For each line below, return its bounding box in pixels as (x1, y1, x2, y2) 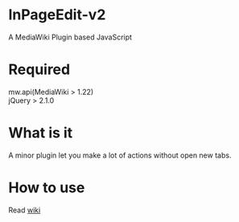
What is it (8, 124, 73, 142)
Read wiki (8, 205, 41, 215)
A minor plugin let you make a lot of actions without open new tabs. (8, 150, 232, 160)
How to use (8, 179, 85, 196)
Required (8, 60, 71, 79)
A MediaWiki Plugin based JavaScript (8, 32, 133, 42)
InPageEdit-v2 (8, 6, 106, 24)
